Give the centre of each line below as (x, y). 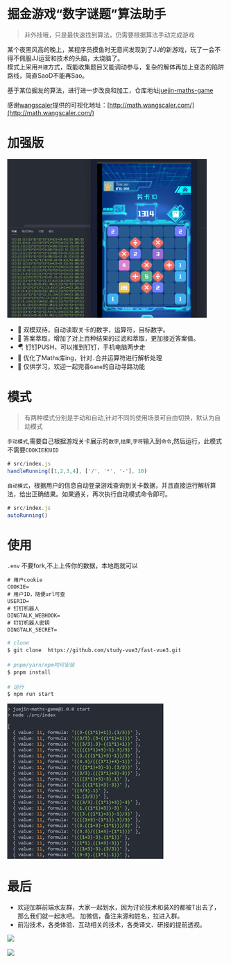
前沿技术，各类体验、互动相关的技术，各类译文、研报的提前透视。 (111, 924)
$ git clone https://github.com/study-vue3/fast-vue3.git (94, 650)
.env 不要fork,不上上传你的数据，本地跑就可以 (72, 565)
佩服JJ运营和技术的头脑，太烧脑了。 (71, 58)
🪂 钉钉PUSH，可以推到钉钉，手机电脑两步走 (81, 347)
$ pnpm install (29, 672)
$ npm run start (31, 694)
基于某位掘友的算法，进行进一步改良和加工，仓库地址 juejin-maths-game (110, 90)
